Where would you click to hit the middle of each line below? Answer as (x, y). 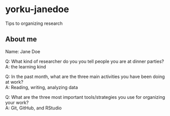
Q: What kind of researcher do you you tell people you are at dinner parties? (84, 61)
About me (21, 39)
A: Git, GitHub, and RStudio (33, 108)
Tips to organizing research (34, 23)
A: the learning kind (26, 66)
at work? (14, 82)
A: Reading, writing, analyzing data (42, 87)
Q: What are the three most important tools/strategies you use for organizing (85, 97)
